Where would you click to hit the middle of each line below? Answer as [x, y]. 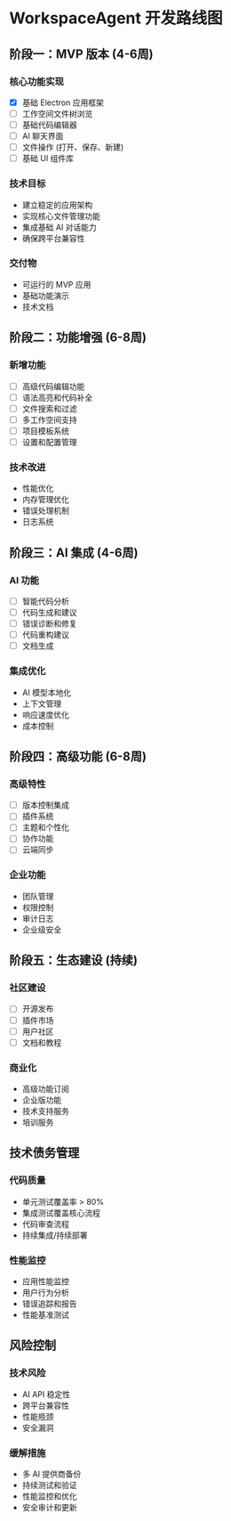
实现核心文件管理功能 [61, 216]
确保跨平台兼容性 [53, 238]
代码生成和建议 [49, 612]
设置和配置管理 [49, 442]
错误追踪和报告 [49, 1304]
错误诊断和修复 [49, 623]
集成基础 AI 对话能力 [60, 227]
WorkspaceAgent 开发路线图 [116, 18]
